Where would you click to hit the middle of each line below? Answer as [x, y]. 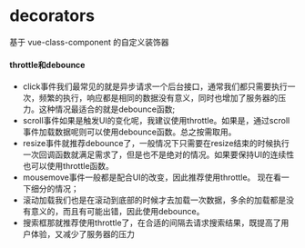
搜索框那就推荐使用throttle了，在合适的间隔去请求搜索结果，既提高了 [152, 223]
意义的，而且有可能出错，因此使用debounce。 [117, 212]
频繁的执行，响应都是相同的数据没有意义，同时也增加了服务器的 [158, 98]
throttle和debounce [47, 64]
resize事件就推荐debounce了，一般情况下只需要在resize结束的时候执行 [156, 144]
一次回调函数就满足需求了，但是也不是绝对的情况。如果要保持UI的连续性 [158, 154]
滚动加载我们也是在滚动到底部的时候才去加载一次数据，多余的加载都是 [154, 200]
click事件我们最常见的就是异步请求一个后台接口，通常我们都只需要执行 [155, 86]
